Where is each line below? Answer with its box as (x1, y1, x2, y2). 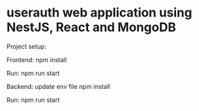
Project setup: (6, 42, 46, 50)
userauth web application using (6, 5, 192, 21)
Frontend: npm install (6, 55, 67, 63)
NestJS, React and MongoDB (6, 19, 176, 35)
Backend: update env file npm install (6, 82, 110, 90)
